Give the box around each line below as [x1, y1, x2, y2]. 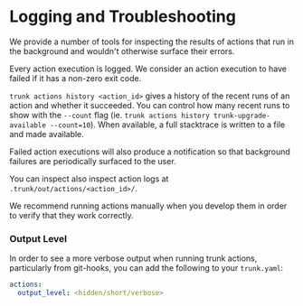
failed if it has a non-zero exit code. [9, 72, 142, 83]
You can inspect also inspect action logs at [9, 173, 169, 184]
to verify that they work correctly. [9, 209, 134, 220]
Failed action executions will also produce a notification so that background [9, 146, 291, 157]
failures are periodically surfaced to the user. [9, 155, 176, 166]
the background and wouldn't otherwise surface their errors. [9, 45, 235, 56]
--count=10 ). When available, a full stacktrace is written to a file [49, 119, 286, 130]
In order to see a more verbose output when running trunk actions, [9, 253, 258, 264]
